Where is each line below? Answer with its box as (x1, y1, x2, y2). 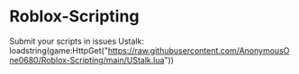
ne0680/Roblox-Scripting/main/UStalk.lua (9, 54, 165, 65)
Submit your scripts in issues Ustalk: (9, 36, 144, 46)
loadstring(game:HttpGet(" (9, 45, 108, 55)
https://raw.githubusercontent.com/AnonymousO (107, 45, 290, 55)
